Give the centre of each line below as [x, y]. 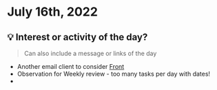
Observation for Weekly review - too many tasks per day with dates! [114, 74]
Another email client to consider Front [71, 66]
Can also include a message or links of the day [90, 53]
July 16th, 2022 [53, 12]
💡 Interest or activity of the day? [77, 37]
